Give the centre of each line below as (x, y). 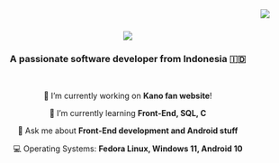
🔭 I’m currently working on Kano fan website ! (128, 96)
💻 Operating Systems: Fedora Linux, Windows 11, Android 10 (128, 149)
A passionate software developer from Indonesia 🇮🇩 (128, 59)
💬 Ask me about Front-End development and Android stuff (128, 131)
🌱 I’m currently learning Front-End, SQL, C (128, 113)
